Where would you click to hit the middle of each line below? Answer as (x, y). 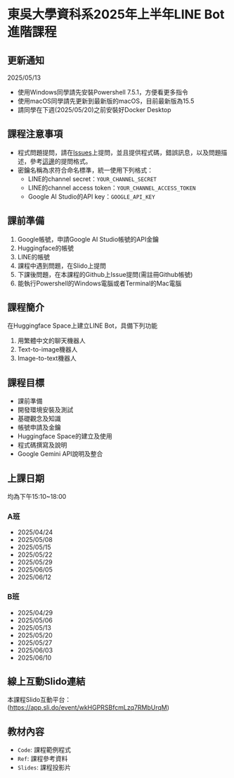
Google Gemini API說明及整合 (60, 454)
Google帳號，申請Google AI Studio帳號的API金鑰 (88, 239)
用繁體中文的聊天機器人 (51, 341)
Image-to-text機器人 (47, 358)
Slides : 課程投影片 (44, 767)
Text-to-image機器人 (47, 350)
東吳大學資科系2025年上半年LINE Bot (116, 14)
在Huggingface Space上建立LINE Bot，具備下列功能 (83, 326)
